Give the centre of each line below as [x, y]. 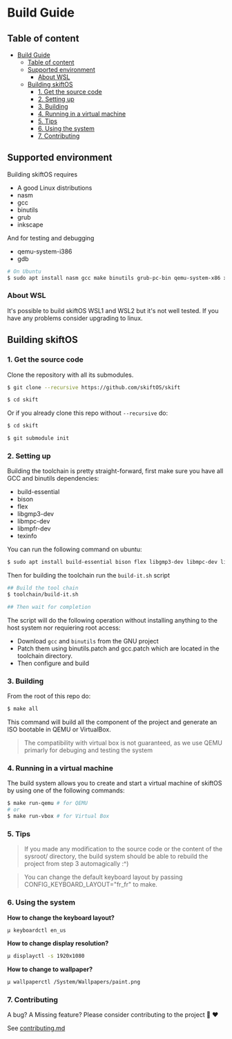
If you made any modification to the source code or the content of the [123, 849]
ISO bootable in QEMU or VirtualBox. [59, 729]
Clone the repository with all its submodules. [70, 375]
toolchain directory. [45, 655]
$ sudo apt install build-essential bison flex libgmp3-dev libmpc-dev [112, 562]
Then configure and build [53, 663]
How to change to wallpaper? [50, 969]
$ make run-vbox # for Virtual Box [58, 816]
